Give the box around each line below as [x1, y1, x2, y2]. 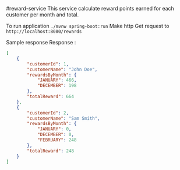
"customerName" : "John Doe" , [27, 67, 98, 72]
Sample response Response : [6, 39, 76, 46]
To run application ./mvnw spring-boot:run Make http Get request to [6, 23, 170, 29]
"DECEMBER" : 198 [37, 83, 77, 89]
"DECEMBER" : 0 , [37, 131, 75, 138]
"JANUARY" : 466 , [37, 77, 77, 84]
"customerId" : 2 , [27, 110, 69, 116]
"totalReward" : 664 [27, 93, 75, 99]
